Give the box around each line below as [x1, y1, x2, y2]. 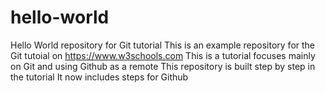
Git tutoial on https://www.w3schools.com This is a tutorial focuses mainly [10, 49, 316, 61]
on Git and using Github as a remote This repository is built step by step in [10, 60, 316, 72]
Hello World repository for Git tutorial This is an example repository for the [10, 39, 316, 51]
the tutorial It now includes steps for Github [10, 71, 189, 83]
